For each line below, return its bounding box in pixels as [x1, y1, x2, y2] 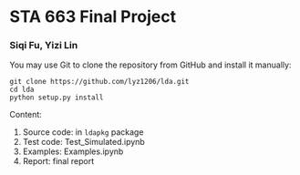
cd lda [9, 85, 35, 95]
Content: [9, 109, 43, 120]
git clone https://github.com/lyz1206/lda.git [9, 77, 190, 87]
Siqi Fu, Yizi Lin [9, 39, 78, 52]
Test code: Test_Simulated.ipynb [22, 137, 146, 148]
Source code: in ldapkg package [22, 127, 144, 138]
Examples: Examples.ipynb [22, 146, 124, 157]
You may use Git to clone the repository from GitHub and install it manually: [9, 59, 292, 70]
